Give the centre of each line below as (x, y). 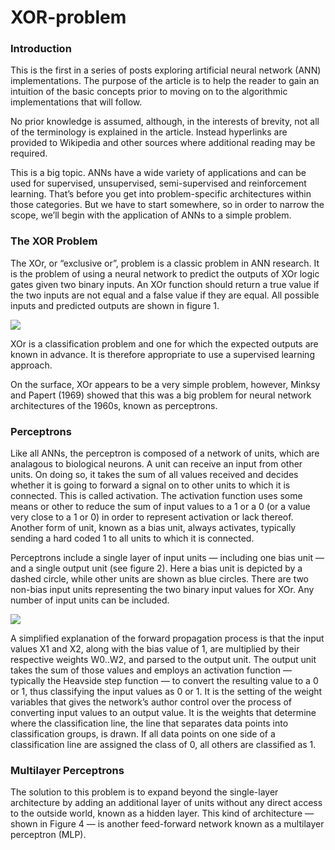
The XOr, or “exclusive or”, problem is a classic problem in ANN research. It (165, 263)
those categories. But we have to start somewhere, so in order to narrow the (167, 205)
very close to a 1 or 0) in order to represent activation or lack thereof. (152, 517)
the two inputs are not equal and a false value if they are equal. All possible (165, 295)
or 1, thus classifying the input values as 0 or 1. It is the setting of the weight (166, 692)
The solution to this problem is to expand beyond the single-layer (144, 792)
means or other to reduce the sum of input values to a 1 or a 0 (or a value (160, 507)
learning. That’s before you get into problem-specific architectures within (161, 194)
